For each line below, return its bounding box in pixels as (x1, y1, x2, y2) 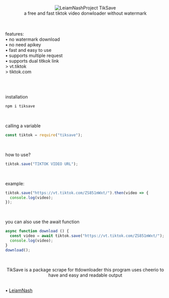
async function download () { (5, 229, 70, 234)
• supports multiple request (5, 52, 63, 58)
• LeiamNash (5, 287, 33, 293)
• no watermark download (5, 36, 60, 42)
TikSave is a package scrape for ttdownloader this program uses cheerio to (7, 266, 164, 273)
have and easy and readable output (48, 272, 123, 278)
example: (5, 181, 24, 187)
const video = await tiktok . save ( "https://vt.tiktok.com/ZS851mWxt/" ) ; (10, 233, 165, 239)
